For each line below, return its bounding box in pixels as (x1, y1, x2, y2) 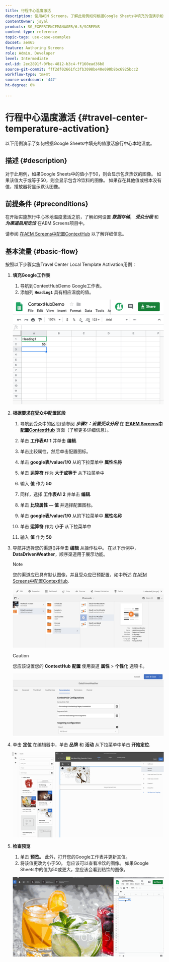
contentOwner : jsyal (5, 19, 49, 24)
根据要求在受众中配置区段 (12, 410, 66, 416)
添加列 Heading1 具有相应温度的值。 (20, 289, 94, 295)
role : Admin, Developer (5, 50, 55, 55)
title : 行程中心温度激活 (5, 8, 51, 13)
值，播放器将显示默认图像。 (5, 183, 63, 189)
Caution (12, 653, 29, 659)
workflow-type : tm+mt (5, 72, 51, 77)
